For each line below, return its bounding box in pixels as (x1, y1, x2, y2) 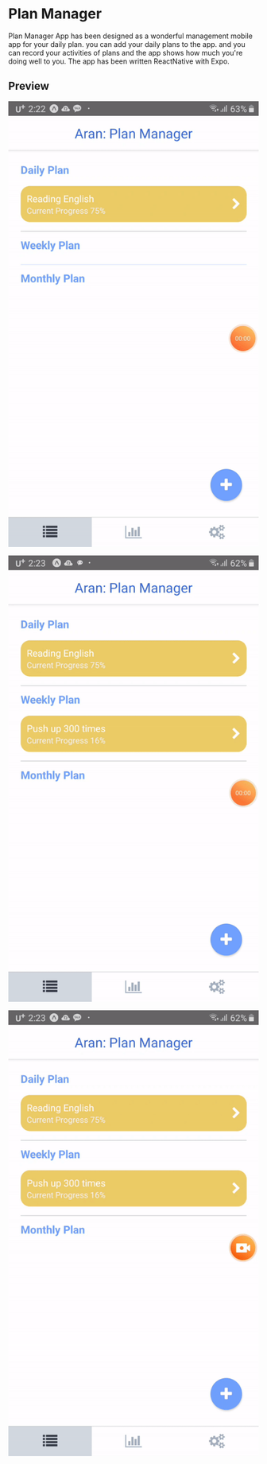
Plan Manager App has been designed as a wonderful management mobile (8, 31, 253, 41)
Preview (8, 80, 50, 93)
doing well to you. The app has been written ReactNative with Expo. (8, 56, 230, 66)
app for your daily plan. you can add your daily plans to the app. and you (8, 39, 246, 49)
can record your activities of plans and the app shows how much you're (8, 48, 243, 57)
